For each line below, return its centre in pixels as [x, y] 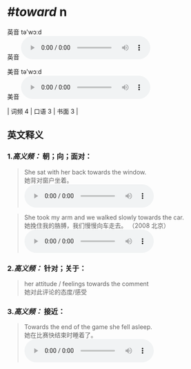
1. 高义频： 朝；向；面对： [50, 157]
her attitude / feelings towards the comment [87, 283]
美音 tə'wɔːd [24, 71]
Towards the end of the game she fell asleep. [88, 327]
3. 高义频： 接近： [36, 311]
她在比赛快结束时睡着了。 [60, 335]
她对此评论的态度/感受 [56, 292]
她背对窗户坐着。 [48, 180]
